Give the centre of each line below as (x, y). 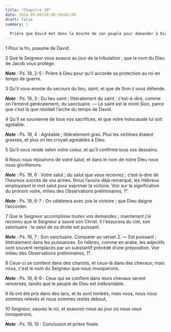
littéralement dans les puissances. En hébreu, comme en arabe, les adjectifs (85, 242)
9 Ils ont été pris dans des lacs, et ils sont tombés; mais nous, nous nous (81, 294)
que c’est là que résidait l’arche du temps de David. (59, 109)
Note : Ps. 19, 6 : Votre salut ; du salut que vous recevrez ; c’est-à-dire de (82, 175)
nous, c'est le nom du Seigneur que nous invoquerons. (63, 268)
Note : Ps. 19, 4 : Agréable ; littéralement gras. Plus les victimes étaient (79, 134)
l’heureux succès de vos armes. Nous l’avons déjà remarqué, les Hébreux (82, 180)
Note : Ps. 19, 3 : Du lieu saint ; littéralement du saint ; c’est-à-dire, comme (83, 98)
